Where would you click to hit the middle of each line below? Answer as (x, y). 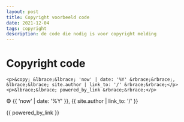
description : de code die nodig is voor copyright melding (82, 34)
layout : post (22, 12)
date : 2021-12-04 (28, 23)
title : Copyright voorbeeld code (48, 17)
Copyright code (46, 64)
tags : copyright (26, 28)
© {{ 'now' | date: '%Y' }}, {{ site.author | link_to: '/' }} (72, 101)
